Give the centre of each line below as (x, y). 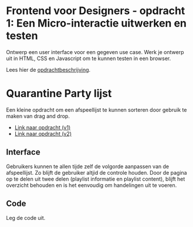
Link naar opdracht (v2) (43, 133)
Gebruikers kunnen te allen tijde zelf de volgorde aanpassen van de (87, 166)
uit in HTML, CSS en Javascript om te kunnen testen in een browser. (89, 58)
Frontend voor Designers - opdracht (96, 11)
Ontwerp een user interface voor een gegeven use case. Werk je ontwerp (95, 52)
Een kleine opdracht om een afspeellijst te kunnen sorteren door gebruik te (97, 109)
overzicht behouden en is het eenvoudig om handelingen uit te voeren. (92, 185)
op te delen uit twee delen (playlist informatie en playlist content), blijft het (96, 179)
